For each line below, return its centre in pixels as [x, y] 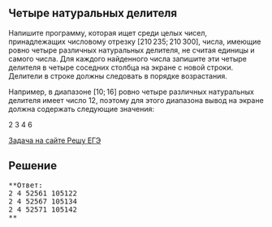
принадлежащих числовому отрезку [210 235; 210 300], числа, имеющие [135, 41]
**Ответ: [26, 185]
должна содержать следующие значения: [81, 109]
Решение [33, 166]
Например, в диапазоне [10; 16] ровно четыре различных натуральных [131, 92]
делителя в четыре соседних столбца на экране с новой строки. [121, 67]
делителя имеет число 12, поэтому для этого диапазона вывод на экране [136, 100]
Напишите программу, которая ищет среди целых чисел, [108, 32]
